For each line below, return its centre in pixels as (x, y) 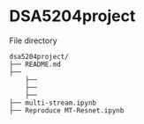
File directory (33, 40)
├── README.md (35, 64)
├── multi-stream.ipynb (53, 103)
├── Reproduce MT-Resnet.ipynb (67, 110)
